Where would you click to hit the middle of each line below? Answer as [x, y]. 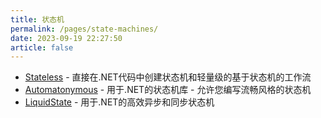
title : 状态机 [37, 19]
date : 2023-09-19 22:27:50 [66, 38]
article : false [42, 47]
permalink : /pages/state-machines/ [84, 29]
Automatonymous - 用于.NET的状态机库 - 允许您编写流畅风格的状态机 [168, 90]
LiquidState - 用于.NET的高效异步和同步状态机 [119, 102]
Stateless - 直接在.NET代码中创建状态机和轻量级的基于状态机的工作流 [168, 77]
